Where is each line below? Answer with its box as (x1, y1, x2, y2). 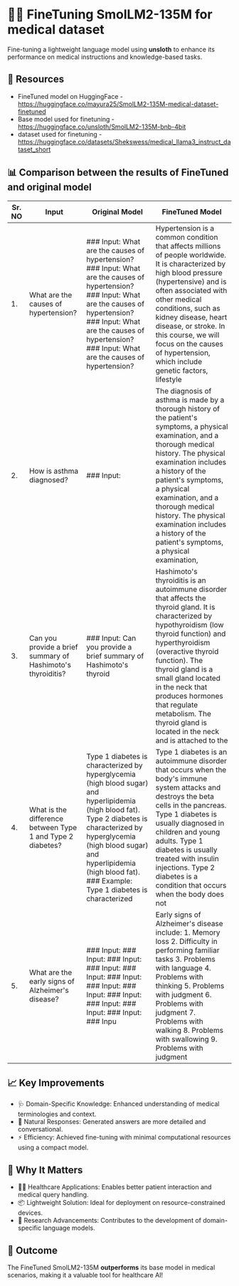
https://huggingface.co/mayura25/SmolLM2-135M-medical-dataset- (17, 100, 219, 108)
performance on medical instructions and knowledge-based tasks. (7, 53, 203, 61)
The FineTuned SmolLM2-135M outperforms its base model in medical (7, 1263, 216, 1272)
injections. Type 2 (155, 862, 216, 872)
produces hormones (155, 691, 223, 701)
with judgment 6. (155, 989, 212, 999)
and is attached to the (155, 735, 228, 745)
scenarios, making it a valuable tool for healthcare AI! (7, 1271, 164, 1279)
